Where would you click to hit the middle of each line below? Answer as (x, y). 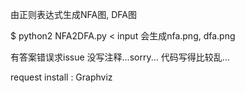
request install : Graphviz (61, 77)
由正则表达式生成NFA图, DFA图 (73, 14)
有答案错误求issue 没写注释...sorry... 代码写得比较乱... (120, 57)
